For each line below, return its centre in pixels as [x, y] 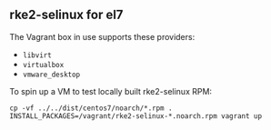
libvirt [37, 55]
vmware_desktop [51, 75]
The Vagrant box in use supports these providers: [102, 36]
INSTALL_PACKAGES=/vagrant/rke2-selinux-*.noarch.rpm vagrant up [135, 116]
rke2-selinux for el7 [66, 15]
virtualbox [43, 65]
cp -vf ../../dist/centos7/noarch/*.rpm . [91, 108]
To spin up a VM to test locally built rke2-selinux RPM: [110, 91]
